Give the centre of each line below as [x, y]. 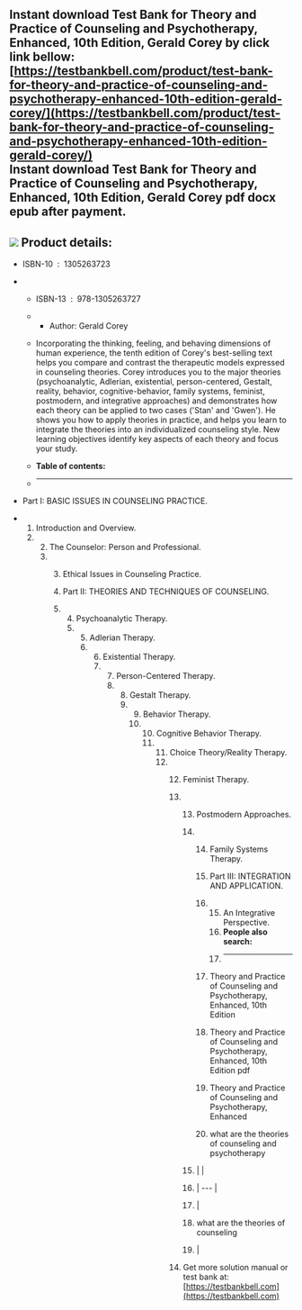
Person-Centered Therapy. [166, 676]
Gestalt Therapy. [160, 695]
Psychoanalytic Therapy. [122, 619]
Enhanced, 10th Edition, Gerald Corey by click [139, 43]
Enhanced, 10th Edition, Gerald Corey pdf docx [143, 198]
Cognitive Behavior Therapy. [209, 734]
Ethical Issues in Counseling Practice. [132, 574]
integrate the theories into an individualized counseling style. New [158, 429]
